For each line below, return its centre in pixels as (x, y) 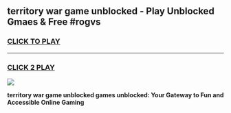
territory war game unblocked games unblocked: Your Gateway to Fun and (115, 95)
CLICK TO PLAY (34, 42)
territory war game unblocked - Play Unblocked (111, 11)
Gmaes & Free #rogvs (54, 22)
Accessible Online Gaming (46, 102)
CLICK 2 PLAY (31, 67)
